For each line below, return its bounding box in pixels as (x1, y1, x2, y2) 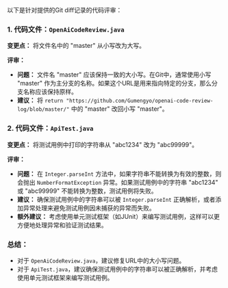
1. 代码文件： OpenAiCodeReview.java (7, 25, 125, 34)
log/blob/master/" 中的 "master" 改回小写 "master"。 (16, 105, 169, 113)
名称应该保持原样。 (23, 88, 77, 96)
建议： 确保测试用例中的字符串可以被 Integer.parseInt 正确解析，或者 (16, 195, 216, 203)
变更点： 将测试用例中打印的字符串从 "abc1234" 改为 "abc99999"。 (7, 140, 199, 148)
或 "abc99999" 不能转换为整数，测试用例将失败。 (16, 187, 157, 195)
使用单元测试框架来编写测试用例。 (16, 273, 114, 282)
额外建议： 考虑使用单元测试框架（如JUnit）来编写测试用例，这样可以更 (16, 212, 220, 220)
